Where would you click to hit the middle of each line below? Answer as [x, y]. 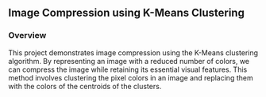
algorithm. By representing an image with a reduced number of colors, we [129, 61]
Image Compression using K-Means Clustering [126, 13]
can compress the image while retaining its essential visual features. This [128, 69]
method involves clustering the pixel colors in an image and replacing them [131, 77]
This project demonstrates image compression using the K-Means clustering [133, 52]
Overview [27, 35]
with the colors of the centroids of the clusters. [85, 86]
